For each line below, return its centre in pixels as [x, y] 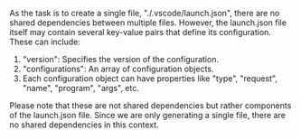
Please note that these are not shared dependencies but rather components [150, 106]
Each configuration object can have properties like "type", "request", [150, 79]
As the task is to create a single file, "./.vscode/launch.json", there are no [145, 13]
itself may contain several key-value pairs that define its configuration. [140, 32]
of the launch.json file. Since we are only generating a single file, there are [148, 115]
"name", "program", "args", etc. [81, 88]
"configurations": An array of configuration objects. [118, 69]
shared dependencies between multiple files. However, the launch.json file [148, 23]
